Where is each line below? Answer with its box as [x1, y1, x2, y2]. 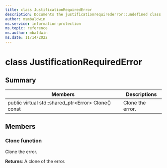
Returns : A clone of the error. [5, 158, 66, 164]
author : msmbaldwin [5, 16, 46, 21]
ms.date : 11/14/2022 [5, 35, 48, 40]
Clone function [5, 137, 42, 144]
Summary [5, 76, 36, 84]
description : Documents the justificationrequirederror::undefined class [5, 12, 162, 17]
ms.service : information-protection [5, 21, 81, 26]
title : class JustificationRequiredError [5, 7, 92, 12]
